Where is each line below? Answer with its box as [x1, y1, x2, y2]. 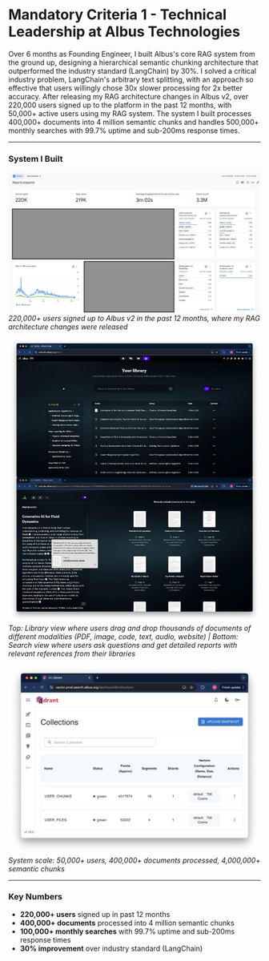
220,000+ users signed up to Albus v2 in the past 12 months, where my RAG [8, 314, 260, 324]
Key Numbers [8, 891, 62, 903]
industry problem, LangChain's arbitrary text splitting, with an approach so [8, 74, 254, 84]
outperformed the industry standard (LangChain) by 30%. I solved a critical [8, 66, 257, 75]
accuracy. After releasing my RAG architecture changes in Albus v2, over [8, 91, 249, 101]
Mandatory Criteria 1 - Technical [8, 6, 227, 24]
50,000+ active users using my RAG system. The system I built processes [8, 108, 252, 118]
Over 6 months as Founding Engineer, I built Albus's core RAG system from [8, 49, 255, 58]
